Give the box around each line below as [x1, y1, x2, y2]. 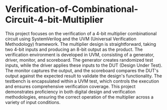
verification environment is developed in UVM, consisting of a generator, [5, 51, 154, 58]
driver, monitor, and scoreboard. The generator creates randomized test [5, 57, 153, 63]
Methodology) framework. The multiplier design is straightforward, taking [5, 41, 156, 47]
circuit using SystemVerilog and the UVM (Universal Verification [5, 36, 136, 42]
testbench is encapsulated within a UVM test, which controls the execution [5, 78, 159, 84]
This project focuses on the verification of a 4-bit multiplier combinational [5, 30, 157, 36]
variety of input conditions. [5, 99, 61, 105]
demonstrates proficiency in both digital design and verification [5, 89, 136, 95]
